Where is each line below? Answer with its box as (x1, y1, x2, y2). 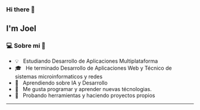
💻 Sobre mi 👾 (6, 41, 46, 50)
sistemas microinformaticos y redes (14, 73, 103, 80)
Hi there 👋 (6, 5, 36, 14)
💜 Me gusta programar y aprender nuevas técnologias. (14, 85, 152, 92)
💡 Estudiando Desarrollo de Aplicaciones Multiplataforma (14, 57, 158, 64)
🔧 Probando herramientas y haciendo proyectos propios (14, 92, 155, 99)
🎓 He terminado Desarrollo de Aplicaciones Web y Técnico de (14, 64, 172, 72)
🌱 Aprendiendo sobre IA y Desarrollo (14, 79, 108, 86)
